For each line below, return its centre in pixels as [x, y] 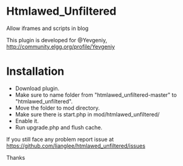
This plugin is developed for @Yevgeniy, [57, 40]
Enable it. [27, 121]
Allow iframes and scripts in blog [48, 28]
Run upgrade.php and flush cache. [59, 127]
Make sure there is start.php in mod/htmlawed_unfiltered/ [87, 114]
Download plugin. [37, 88]
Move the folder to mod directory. [57, 108]
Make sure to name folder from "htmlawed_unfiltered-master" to [96, 95]
